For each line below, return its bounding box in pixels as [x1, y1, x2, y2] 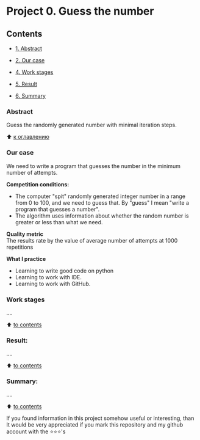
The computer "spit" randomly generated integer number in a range [15, 193, 186, 200]
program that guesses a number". [15, 205, 100, 213]
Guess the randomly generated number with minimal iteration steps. [6, 121, 177, 129]
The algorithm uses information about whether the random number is [15, 212, 189, 219]
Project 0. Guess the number [6, 4, 154, 18]
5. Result [15, 81, 38, 87]
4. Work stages [15, 68, 54, 76]
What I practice [6, 255, 46, 262]
